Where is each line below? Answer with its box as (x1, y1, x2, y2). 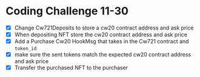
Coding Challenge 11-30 (5, 4, 128, 18)
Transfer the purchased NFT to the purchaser (14, 64, 128, 72)
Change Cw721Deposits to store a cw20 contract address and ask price (14, 24, 195, 31)
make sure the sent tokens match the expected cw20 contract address (14, 51, 192, 58)
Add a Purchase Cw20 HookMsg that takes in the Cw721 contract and (14, 38, 189, 45)
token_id (14, 46, 37, 52)
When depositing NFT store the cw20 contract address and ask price (14, 31, 187, 38)
